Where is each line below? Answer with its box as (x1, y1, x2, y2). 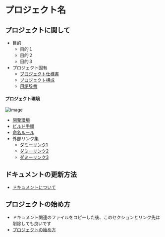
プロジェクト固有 (12, 65, 48, 70)
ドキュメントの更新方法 (5, 170, 77, 178)
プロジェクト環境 (5, 95, 40, 102)
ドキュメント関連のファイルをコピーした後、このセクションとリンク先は (12, 214, 160, 220)
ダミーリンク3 (19, 154, 49, 160)
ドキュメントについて (12, 184, 56, 190)
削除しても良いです (12, 220, 52, 226)
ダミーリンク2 (19, 148, 49, 154)
